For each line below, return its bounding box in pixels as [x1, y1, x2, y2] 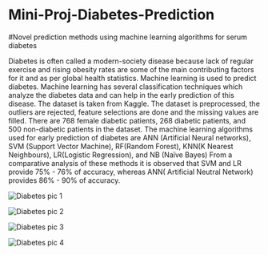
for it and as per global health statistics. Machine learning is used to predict [8, 73, 257, 83]
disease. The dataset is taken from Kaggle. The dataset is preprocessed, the [8, 99, 260, 108]
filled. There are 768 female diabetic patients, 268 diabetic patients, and [8, 115, 246, 125]
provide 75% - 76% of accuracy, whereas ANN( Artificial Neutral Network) [8, 167, 254, 176]
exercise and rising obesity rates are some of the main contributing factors [8, 64, 254, 74]
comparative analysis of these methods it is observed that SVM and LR [8, 158, 242, 168]
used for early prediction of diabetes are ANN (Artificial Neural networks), [8, 132, 251, 142]
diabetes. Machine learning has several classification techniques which [8, 82, 243, 91]
